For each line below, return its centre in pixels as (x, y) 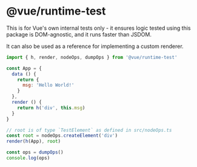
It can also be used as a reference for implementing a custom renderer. (95, 46)
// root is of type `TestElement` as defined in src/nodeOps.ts (89, 130)
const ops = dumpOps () (35, 152)
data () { (24, 74)
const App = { (24, 68)
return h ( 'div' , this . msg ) (51, 107)
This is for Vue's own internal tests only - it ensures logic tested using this (98, 28)
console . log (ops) (28, 158)
